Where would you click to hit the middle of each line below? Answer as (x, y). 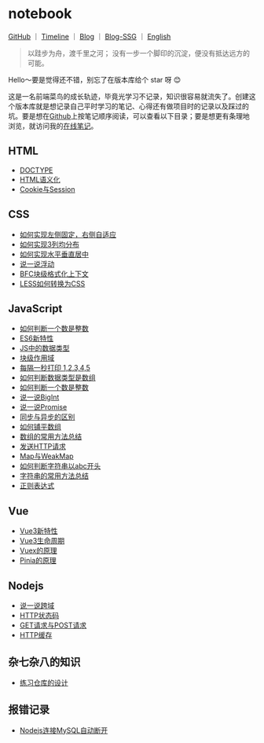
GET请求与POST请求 (53, 625)
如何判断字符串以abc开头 (60, 466)
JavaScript (35, 309)
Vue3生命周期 (42, 541)
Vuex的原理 (38, 550)
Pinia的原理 (38, 561)
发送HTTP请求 (43, 447)
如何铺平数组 (40, 427)
